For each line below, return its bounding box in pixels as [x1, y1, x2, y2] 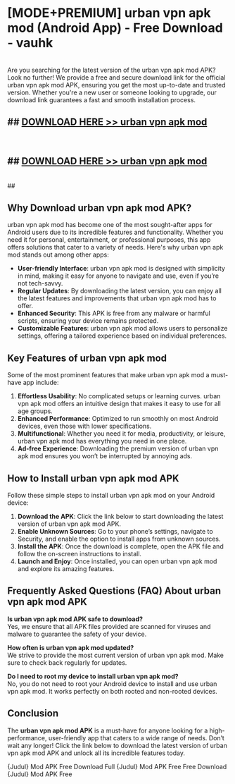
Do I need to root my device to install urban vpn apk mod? [7, 672, 179, 680]
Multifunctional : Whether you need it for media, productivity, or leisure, [17, 429, 226, 438]
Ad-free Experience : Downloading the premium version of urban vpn [17, 444, 219, 453]
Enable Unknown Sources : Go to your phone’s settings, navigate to [17, 527, 213, 535]
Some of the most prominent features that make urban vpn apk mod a [7, 371, 210, 379]
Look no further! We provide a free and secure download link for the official [7, 73, 226, 82]
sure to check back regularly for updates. [7, 658, 127, 667]
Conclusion [7, 707, 59, 720]
